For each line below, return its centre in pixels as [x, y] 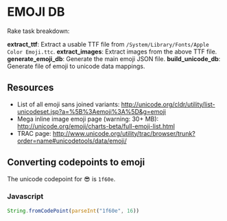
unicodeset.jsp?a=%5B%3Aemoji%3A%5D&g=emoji [92, 111]
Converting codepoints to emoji [76, 162]
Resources [31, 88]
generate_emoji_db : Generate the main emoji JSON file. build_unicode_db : [114, 58]
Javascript [25, 196]
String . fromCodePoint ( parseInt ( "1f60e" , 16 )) [73, 211]
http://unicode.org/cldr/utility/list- [168, 104]
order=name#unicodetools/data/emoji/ [72, 141]
